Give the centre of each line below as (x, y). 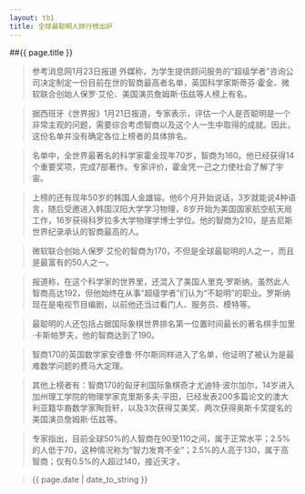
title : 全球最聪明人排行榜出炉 (61, 26)
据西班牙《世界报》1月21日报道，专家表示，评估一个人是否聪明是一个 (161, 113)
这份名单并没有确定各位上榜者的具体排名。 (112, 136)
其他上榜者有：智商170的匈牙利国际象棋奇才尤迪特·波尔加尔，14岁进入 (163, 385)
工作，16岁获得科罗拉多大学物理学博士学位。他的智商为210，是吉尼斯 (162, 220)
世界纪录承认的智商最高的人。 (87, 231)
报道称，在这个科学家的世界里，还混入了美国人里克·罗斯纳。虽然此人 (160, 281)
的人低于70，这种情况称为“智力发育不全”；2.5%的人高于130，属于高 (160, 449)
